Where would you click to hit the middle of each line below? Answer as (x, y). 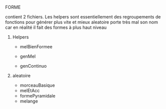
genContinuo (33, 66)
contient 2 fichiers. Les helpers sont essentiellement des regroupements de (83, 17)
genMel (28, 56)
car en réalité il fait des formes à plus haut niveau (56, 27)
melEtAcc (30, 91)
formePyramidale (38, 96)
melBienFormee (36, 47)
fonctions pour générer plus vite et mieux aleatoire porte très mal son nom (82, 22)
